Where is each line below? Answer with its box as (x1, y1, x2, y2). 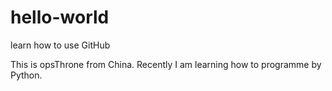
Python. (10, 69, 43, 81)
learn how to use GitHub (10, 39, 111, 51)
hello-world (10, 6, 110, 29)
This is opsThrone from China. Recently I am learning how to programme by (10, 58, 322, 70)
